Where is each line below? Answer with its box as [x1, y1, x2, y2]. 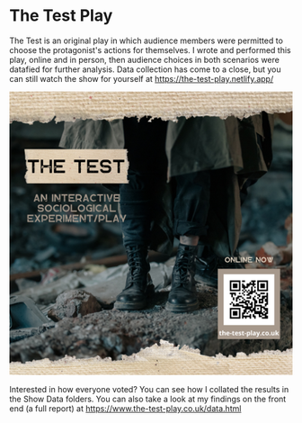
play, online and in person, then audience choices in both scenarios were [9, 54, 280, 65]
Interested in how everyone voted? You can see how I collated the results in [9, 383, 289, 394]
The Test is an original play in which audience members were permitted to [9, 35, 283, 46]
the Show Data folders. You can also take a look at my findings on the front [9, 393, 287, 404]
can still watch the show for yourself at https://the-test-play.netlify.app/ [9, 73, 274, 84]
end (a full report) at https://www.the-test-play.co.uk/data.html [9, 402, 242, 414]
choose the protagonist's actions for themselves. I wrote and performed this [9, 44, 291, 55]
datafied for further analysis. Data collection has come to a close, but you [9, 64, 281, 75]
